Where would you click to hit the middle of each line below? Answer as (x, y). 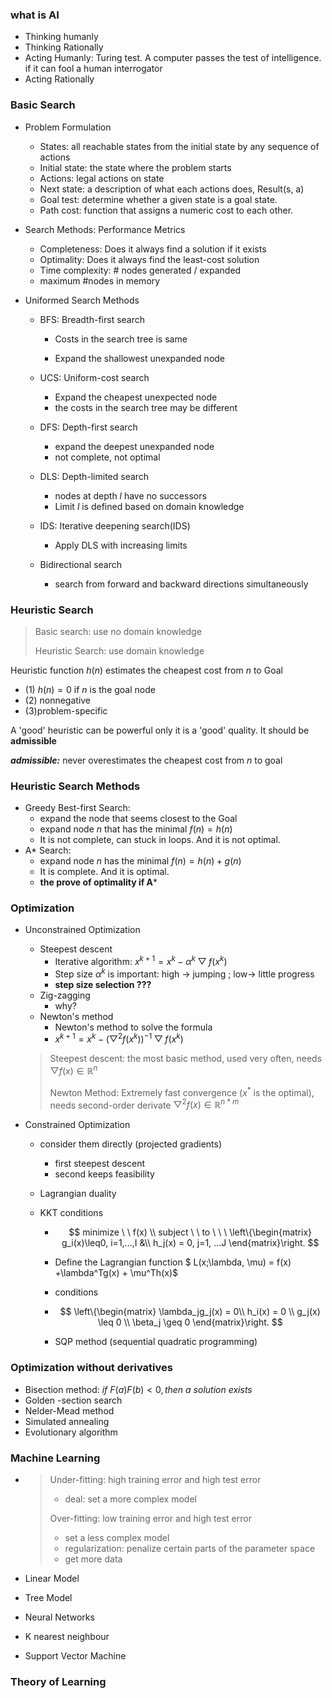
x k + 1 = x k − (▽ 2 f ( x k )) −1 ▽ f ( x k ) (119, 1038)
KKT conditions (71, 1213)
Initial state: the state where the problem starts (135, 167)
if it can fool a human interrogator (93, 69)
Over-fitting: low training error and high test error (150, 1519)
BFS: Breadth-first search (92, 319)
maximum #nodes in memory (100, 280)
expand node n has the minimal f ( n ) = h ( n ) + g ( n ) (140, 861)
